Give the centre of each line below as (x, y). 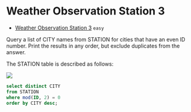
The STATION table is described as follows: (60, 64)
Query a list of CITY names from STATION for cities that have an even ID (96, 39)
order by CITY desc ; (32, 103)
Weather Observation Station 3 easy (59, 28)
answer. (16, 52)
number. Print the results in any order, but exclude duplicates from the (93, 46)
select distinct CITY (33, 86)
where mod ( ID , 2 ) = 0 (33, 98)
